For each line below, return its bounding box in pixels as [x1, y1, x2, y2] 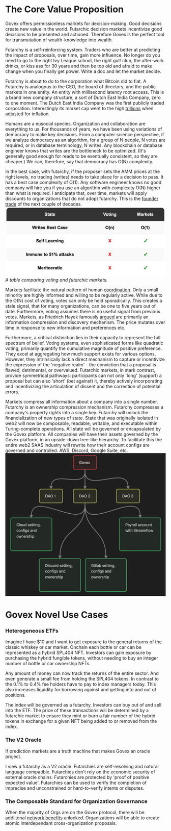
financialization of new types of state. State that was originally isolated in [5, 415, 159, 421]
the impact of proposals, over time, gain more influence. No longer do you [5, 52, 160, 58]
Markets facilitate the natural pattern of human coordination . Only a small [5, 287, 159, 293]
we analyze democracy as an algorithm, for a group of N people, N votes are [5, 137, 166, 143]
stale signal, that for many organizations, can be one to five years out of [5, 303, 156, 309]
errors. [5, 389, 19, 395]
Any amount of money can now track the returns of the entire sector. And [5, 670, 159, 676]
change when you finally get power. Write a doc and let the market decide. [5, 68, 162, 74]
